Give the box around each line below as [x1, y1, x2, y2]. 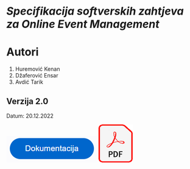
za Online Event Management [6, 17, 160, 31]
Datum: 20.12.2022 [6, 112, 54, 120]
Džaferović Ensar [15, 72, 58, 79]
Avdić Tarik [15, 78, 44, 86]
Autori [6, 45, 39, 59]
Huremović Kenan [15, 65, 60, 73]
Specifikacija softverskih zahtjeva [6, 4, 184, 18]
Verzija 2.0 [6, 96, 49, 106]
